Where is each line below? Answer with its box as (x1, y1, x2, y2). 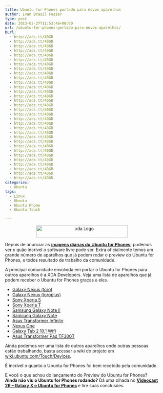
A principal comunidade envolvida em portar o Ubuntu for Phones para (5, 267, 148, 273)
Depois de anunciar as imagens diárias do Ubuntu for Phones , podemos (5, 242, 152, 248)
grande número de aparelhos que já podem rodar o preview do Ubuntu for (5, 252, 154, 258)
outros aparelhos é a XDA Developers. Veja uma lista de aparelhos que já (5, 272, 152, 278)
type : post (5, 16, 27, 21)
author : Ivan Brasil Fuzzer (5, 12, 62, 17)
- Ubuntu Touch (9, 208, 41, 212)
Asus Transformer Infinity (12, 318, 63, 324)
